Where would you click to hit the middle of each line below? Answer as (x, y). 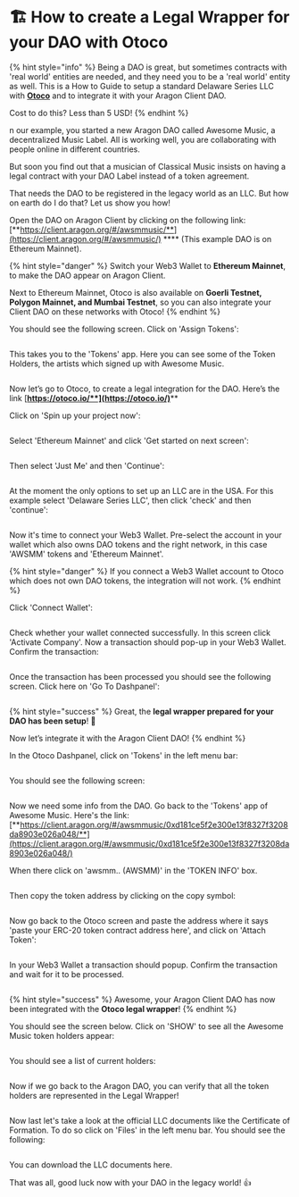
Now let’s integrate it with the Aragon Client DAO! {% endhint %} (128, 738)
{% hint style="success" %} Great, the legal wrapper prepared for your (141, 711)
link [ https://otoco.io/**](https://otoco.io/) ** (94, 398)
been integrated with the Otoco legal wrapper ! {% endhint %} (123, 1009)
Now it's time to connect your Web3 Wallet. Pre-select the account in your (146, 535)
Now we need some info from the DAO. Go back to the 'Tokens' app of (139, 806)
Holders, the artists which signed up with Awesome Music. (117, 364)
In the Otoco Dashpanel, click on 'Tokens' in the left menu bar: (124, 755)
